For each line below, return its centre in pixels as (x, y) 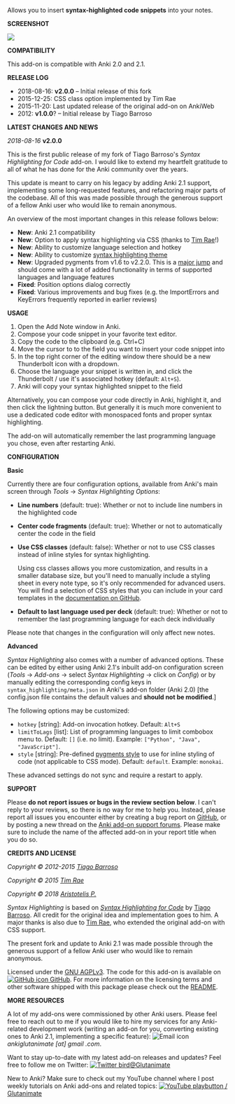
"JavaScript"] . (39, 747)
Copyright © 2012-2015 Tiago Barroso (63, 867)
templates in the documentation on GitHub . (79, 598)
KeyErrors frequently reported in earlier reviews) (87, 299)
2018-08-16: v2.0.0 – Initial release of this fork (84, 91)
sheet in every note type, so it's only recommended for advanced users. (121, 583)
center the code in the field (56, 533)
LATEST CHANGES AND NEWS (53, 127)
